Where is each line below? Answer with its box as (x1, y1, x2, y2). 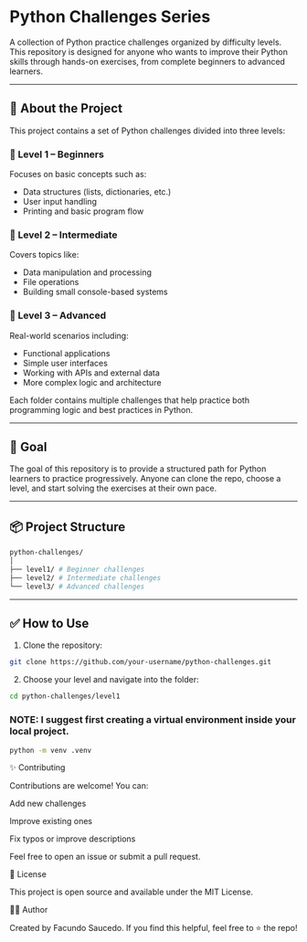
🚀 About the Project (9, 101, 123, 116)
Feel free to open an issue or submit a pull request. (9, 852, 201, 863)
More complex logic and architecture (22, 376, 162, 387)
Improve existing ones (9, 816, 93, 827)
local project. (9, 725, 69, 737)
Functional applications (22, 347, 111, 358)
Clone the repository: (22, 640, 103, 651)
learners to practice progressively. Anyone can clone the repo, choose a (9, 473, 281, 484)
